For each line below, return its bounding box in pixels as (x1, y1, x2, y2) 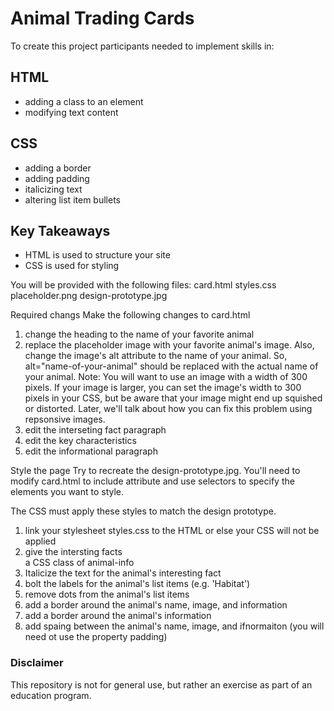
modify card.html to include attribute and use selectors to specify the (10, 475, 295, 487)
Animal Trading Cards (10, 7, 195, 30)
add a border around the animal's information (24, 610, 212, 622)
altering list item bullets (24, 193, 121, 206)
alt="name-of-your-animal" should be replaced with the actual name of (24, 360, 319, 372)
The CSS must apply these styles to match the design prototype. (10, 505, 277, 517)
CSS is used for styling (24, 260, 120, 272)
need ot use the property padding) (24, 631, 168, 643)
